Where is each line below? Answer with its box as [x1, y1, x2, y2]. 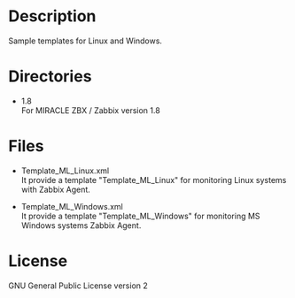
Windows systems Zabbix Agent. [20, 219, 142, 231]
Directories [8, 66, 92, 87]
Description [8, 6, 97, 27]
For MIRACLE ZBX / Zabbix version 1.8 [20, 104, 160, 116]
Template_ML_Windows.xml [20, 201, 123, 211]
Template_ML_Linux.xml [20, 165, 110, 176]
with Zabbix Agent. [20, 184, 90, 195]
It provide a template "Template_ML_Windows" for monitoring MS [20, 210, 260, 221]
